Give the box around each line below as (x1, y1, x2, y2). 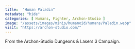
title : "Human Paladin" (5, 7, 55, 12)
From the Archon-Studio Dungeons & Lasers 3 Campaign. (5, 38, 120, 44)
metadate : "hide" (5, 12, 40, 16)
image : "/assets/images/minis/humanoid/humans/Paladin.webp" (5, 20, 132, 26)
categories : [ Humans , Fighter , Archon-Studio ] (5, 16, 105, 21)
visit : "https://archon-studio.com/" (5, 25, 82, 30)
